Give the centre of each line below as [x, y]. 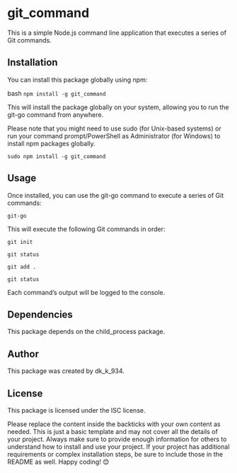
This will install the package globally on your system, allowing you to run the [118, 107]
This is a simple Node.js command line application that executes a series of [117, 33]
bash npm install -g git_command [57, 93]
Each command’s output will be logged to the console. [86, 292]
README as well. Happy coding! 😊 [58, 462]
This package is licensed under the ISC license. [76, 410]
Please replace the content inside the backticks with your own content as [114, 424]
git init [20, 242]
